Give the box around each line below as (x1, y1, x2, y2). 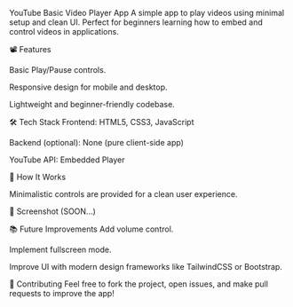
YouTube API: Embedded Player (9, 154, 125, 165)
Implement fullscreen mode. (9, 244, 112, 255)
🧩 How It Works (9, 172, 67, 182)
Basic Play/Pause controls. (9, 65, 107, 75)
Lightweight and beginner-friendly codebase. (9, 99, 175, 109)
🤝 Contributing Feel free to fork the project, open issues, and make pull (9, 279, 269, 289)
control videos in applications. (9, 27, 120, 36)
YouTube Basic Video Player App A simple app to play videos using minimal (9, 8, 285, 18)
